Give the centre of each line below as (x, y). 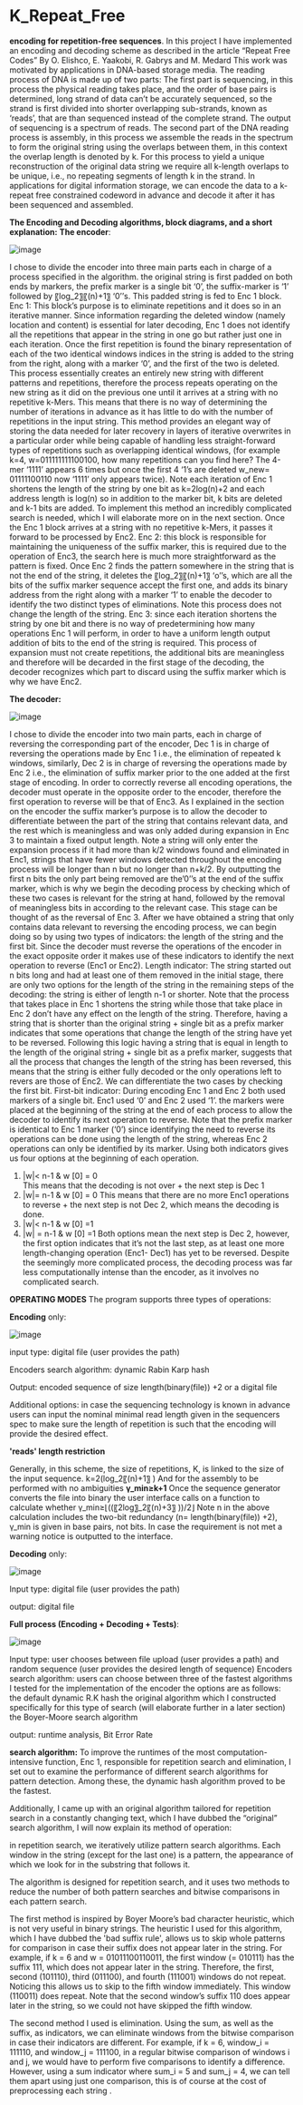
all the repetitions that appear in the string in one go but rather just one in (146, 334)
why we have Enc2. (46, 681)
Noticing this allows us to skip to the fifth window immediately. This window (150, 1986)
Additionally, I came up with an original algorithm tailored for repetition (140, 1808)
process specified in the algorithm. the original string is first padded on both (151, 277)
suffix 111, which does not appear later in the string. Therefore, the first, (142, 1967)
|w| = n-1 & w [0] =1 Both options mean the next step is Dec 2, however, (156, 1233)
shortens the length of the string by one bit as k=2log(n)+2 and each (137, 488)
